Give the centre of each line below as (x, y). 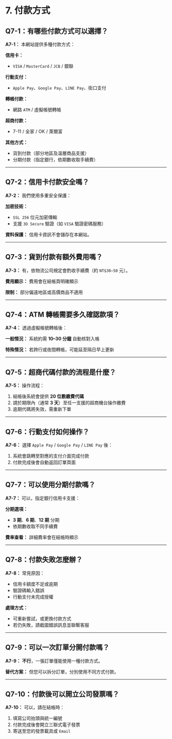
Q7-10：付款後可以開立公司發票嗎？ (62, 694)
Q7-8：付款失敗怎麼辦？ (44, 560)
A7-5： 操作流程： (25, 385)
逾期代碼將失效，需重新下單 (42, 409)
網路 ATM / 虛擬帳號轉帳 (37, 110)
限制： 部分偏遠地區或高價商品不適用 (44, 292)
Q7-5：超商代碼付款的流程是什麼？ (61, 372)
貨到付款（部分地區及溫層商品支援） (51, 153)
